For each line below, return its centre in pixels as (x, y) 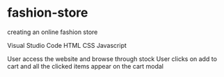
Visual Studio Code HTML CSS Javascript (67, 45)
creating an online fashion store (53, 32)
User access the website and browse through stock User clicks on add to (112, 59)
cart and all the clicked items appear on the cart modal (86, 66)
